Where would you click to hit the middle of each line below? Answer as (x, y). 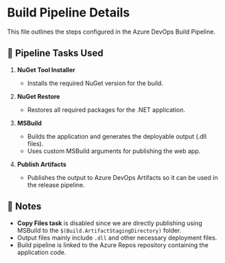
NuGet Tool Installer (46, 69)
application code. (42, 252)
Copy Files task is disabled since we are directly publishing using (109, 223)
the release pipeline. (56, 185)
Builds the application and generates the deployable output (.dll (117, 136)
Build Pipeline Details (69, 13)
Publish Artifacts (42, 164)
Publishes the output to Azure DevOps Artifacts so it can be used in (122, 177)
